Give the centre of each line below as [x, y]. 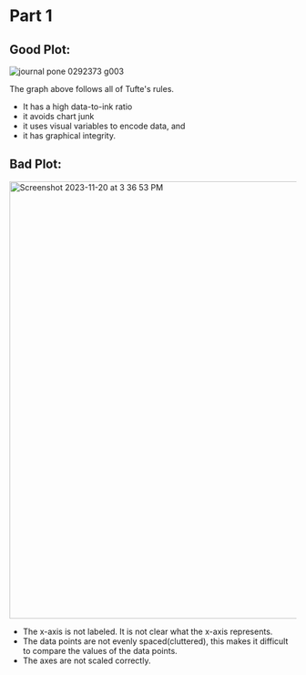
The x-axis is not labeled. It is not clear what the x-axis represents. [148, 631]
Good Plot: [40, 50]
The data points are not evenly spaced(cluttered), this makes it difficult [155, 641]
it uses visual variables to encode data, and [104, 126]
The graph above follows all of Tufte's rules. [92, 89]
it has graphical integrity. [69, 136]
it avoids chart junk [58, 116]
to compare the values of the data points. [100, 650]
